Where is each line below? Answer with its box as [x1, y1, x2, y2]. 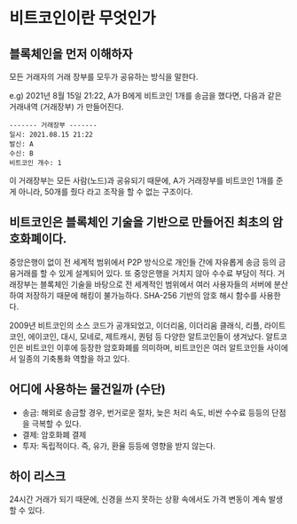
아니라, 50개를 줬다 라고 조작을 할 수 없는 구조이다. [18, 187, 193, 196]
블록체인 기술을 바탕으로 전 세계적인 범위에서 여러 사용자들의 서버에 [39, 279, 272, 290]
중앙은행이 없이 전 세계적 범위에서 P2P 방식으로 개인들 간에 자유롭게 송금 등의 [9, 257, 277, 267]
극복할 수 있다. [31, 418, 82, 429]
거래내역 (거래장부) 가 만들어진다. [9, 101, 124, 112]
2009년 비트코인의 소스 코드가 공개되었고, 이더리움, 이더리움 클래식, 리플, [9, 320, 263, 330]
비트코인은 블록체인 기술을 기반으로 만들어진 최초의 [9, 215, 270, 230]
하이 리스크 [9, 469, 66, 484]
